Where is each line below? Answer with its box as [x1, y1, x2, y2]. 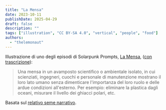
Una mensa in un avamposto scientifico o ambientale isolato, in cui [17, 68, 155, 74]
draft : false [5, 21, 33, 26]
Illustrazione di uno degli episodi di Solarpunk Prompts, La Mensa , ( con [5, 53, 152, 59]
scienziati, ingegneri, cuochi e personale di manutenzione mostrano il [17, 73, 161, 80]
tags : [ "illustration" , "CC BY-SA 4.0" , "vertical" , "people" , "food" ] [5, 30, 158, 35]
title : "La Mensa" [5, 7, 44, 12]
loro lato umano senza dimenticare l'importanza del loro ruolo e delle [17, 79, 159, 85]
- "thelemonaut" [10, 40, 44, 45]
